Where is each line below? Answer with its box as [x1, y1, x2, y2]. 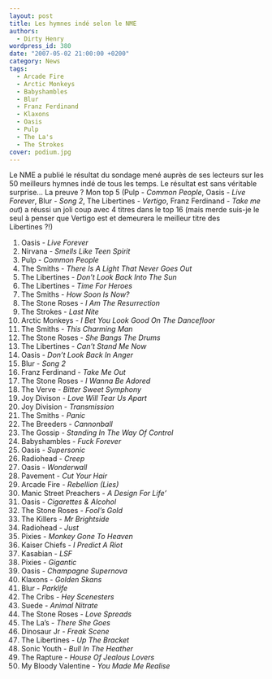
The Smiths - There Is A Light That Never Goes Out [20, 263, 192, 273]
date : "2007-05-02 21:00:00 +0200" [9, 50, 130, 58]
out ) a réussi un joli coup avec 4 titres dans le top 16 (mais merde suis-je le [9, 205, 260, 215]
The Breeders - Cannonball [20, 420, 113, 429]
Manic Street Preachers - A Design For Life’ [20, 489, 167, 498]
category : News [9, 58, 61, 66]
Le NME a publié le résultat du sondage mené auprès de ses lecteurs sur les [9, 170, 265, 180]
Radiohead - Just [20, 523, 80, 533]
